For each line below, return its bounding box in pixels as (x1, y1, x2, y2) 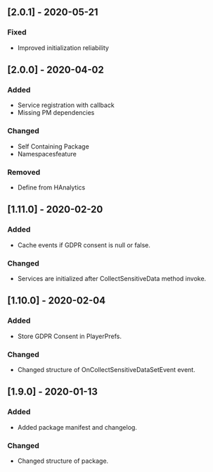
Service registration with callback (17, 101, 115, 109)
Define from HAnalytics (17, 183, 86, 192)
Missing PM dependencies (17, 108, 95, 117)
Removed (7, 167, 41, 177)
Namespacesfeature (17, 149, 77, 158)
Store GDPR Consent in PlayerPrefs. (17, 332, 122, 340)
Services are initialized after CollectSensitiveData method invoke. (17, 274, 207, 282)
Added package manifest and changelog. (17, 423, 137, 431)
